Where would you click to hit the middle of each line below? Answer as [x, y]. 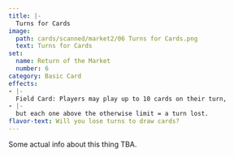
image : [19, 31]
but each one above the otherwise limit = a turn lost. [112, 114]
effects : [23, 83]
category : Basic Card [45, 76]
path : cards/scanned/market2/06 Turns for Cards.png [107, 38]
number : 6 [32, 69]
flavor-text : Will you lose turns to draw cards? [94, 121]
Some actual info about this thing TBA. [73, 144]
